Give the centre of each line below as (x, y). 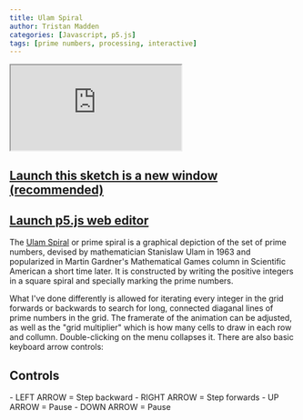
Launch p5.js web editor (79, 220)
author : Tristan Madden (55, 26)
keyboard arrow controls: (57, 347)
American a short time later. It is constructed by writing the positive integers (151, 271)
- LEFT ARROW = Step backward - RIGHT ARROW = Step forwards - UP (144, 397)
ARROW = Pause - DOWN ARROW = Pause (90, 407)
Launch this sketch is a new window (114, 175)
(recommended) (57, 190)
